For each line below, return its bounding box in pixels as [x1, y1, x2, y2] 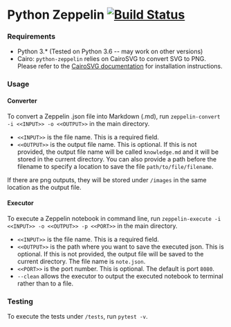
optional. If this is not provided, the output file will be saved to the [17, 249, 204, 258]
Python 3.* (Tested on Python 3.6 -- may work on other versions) [17, 47, 203, 55]
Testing [7, 297, 33, 306]
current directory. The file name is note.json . [17, 257, 146, 265]
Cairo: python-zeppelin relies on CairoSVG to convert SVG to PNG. [17, 55, 206, 63]
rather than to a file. [17, 279, 74, 288]
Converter [7, 97, 37, 105]
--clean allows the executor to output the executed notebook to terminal [17, 272, 223, 280]
